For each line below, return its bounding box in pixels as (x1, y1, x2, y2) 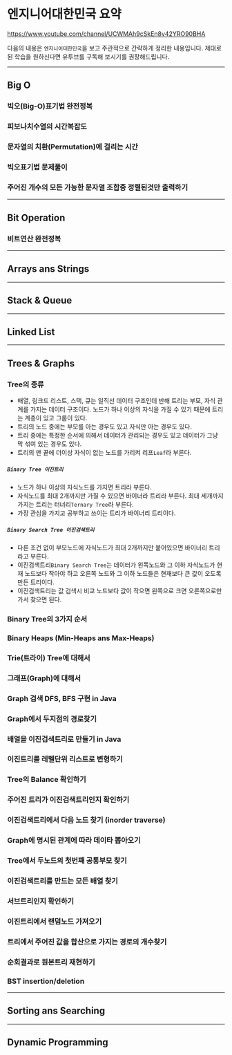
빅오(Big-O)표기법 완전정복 (7, 102, 93, 111)
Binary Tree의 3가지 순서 (7, 614, 88, 624)
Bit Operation (7, 212, 66, 223)
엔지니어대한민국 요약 (7, 6, 122, 22)
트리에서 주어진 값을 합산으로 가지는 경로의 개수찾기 (7, 937, 167, 946)
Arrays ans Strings (7, 263, 90, 275)
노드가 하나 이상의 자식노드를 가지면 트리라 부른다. (17, 483, 152, 492)
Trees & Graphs (7, 357, 75, 369)
